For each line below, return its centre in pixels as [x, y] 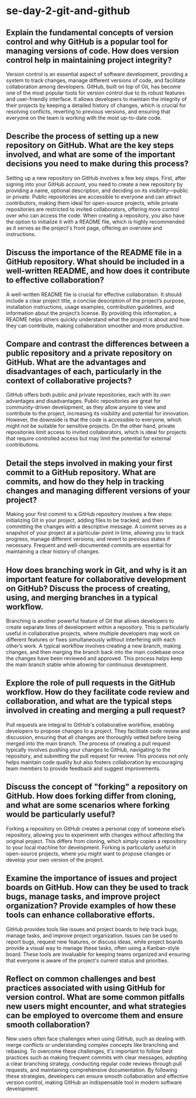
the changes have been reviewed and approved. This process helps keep [94, 659]
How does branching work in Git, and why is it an [97, 570]
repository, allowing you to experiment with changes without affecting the [95, 835]
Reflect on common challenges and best [81, 978]
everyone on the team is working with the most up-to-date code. [84, 118]
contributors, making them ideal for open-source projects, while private [92, 203]
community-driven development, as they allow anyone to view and [86, 407]
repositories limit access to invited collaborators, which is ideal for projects [96, 432]
